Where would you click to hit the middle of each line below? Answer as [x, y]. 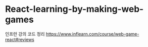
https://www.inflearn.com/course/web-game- [93, 34]
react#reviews [20, 39]
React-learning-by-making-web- [74, 9]
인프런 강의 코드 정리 [25, 34]
